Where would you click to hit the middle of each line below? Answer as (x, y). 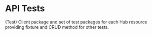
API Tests (25, 9)
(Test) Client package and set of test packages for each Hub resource (76, 22)
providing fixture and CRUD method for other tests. (57, 27)
